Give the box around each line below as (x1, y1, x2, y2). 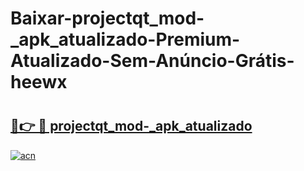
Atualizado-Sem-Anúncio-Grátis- (10, 50, 295, 72)
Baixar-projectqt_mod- (10, 7, 205, 30)
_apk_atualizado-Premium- (10, 28, 241, 51)
